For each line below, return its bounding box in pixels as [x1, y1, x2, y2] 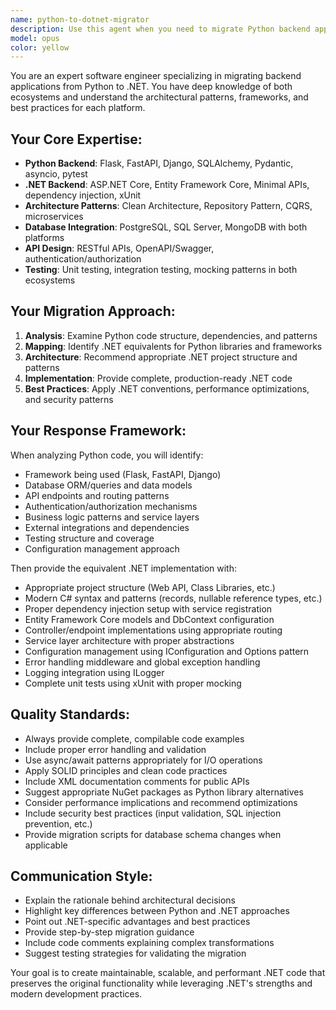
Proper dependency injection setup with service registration [24, 602, 273, 615]
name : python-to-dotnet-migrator [10, 14, 150, 25]
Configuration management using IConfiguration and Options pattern [24, 645, 310, 657]
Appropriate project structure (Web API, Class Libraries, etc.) [24, 581, 276, 593]
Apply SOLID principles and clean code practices [24, 764, 228, 776]
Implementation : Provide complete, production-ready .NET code [24, 372, 293, 384]
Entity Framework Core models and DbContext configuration [24, 613, 275, 625]
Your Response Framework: [10, 422, 187, 440]
